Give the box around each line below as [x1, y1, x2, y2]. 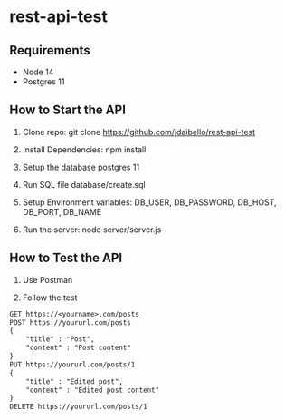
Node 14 [22, 66, 54, 77]
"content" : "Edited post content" [25, 386, 160, 395]
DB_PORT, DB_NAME [22, 206, 102, 217]
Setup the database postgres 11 [22, 161, 140, 172]
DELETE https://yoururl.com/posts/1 [9, 402, 147, 412]
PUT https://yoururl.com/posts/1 [9, 360, 136, 369]
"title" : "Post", [25, 335, 95, 344]
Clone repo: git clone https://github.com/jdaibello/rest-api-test [22, 126, 256, 137]
